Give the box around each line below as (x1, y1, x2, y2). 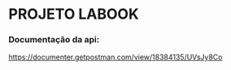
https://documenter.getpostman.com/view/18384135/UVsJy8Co (8, 52, 223, 62)
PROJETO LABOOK (8, 5, 140, 24)
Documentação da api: (8, 34, 100, 46)
